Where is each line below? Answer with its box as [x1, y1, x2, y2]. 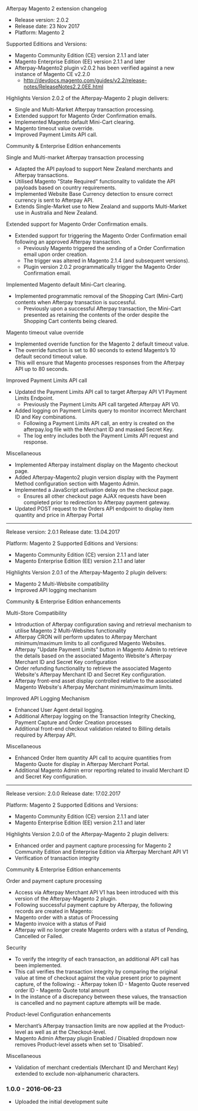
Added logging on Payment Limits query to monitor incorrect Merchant [14, 407, 187, 414]
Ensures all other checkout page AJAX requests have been [23, 492, 167, 499]
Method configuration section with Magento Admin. [14, 480, 140, 487]
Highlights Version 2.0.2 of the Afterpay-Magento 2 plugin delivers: [6, 94, 169, 101]
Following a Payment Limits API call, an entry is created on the [23, 420, 175, 426]
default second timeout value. [14, 353, 87, 360]
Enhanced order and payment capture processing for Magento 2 [14, 842, 171, 849]
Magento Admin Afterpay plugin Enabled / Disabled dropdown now [14, 1035, 177, 1041]
